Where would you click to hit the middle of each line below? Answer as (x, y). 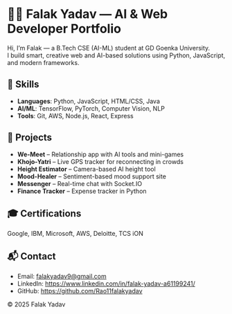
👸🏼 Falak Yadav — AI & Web (88, 14)
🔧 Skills (23, 85)
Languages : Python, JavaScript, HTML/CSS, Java (89, 101)
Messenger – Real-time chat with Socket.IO (80, 183)
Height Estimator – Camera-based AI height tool (86, 169)
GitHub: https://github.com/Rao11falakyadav (80, 291)
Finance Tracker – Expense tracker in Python (82, 191)
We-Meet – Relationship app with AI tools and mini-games (100, 154)
